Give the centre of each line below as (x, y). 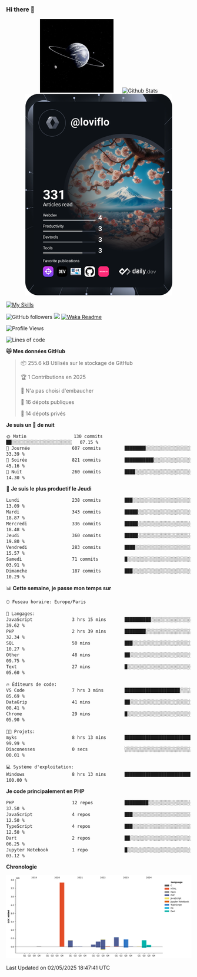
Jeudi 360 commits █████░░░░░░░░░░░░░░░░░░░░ (98, 536)
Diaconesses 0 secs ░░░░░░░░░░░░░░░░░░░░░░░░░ (98, 749)
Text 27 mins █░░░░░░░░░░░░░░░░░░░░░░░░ (98, 667)
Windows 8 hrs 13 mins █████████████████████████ (98, 775)
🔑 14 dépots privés (43, 414)
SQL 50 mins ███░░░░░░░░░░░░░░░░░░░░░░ (98, 643)
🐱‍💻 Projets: (21, 732)
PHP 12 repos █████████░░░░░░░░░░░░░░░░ (98, 803)
